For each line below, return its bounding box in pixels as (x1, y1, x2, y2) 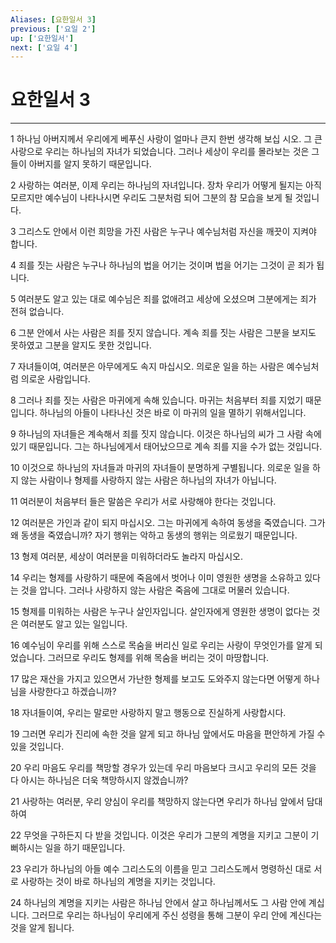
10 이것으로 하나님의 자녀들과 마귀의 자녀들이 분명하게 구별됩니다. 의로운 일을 (10, 462, 311, 474)
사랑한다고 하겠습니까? (28, 686, 117, 698)
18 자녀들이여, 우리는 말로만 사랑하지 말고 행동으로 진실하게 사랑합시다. (10, 707, 287, 719)
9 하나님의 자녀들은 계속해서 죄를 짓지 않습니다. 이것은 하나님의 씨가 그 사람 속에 (10, 428, 322, 440)
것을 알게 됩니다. (10, 922, 75, 934)
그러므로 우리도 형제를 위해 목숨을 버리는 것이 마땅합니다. (47, 652, 270, 664)
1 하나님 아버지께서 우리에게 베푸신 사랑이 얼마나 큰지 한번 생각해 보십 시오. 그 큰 (10, 133, 323, 145)
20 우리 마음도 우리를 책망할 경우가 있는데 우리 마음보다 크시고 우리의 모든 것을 (10, 762, 317, 774)
